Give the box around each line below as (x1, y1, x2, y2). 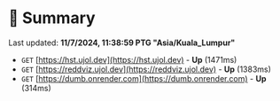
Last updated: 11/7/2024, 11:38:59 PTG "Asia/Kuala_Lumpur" (8, 37, 236, 48)
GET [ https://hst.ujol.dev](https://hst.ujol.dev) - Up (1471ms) (20, 54, 237, 65)
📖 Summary (8, 8, 96, 28)
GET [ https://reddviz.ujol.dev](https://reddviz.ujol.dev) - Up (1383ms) (20, 64, 272, 74)
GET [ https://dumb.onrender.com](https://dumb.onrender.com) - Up (20, 73, 267, 83)
